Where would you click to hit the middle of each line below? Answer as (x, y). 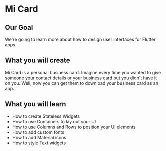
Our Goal (19, 28)
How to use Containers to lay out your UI (54, 121)
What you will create (38, 61)
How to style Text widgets (39, 143)
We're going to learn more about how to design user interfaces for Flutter (80, 39)
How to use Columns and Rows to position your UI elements (74, 127)
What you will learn (36, 104)
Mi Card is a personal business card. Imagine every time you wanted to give (83, 72)
